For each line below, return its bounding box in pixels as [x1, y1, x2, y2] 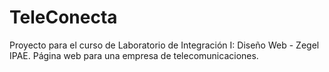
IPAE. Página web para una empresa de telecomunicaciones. [9, 49, 259, 61]
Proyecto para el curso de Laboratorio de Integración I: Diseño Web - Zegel [9, 39, 320, 51]
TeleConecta [9, 6, 118, 29]
